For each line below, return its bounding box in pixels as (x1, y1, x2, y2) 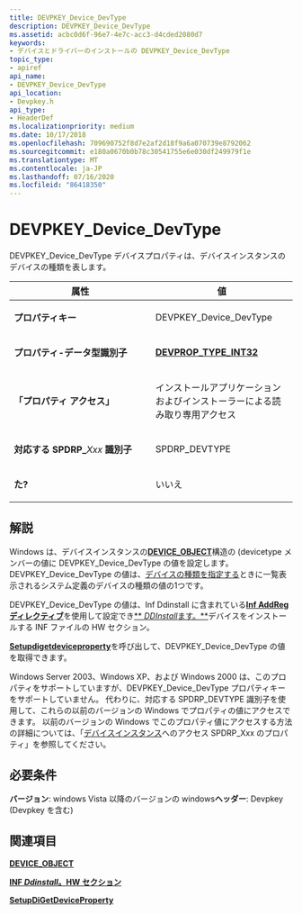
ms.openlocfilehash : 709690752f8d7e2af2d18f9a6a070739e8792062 (9, 139, 252, 148)
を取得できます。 (9, 652, 72, 663)
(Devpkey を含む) (9, 804, 74, 815)
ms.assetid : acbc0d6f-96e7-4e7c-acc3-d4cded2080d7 (9, 30, 203, 39)
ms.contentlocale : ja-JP (9, 164, 102, 173)
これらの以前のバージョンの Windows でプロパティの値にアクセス (40, 704, 283, 716)
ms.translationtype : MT (9, 155, 99, 165)
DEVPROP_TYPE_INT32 (155, 346, 259, 358)
